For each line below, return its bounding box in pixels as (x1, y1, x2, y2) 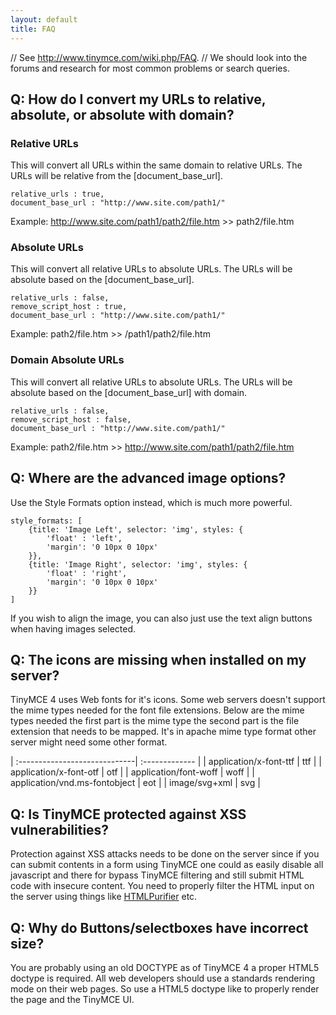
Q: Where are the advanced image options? (10, 470, 287, 487)
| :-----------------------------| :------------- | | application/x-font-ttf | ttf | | (10, 756, 322, 768)
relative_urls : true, (10, 189, 105, 200)
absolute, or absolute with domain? (10, 106, 235, 123)
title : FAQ (10, 24, 56, 34)
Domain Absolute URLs (10, 353, 125, 367)
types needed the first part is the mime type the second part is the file (10, 715, 300, 727)
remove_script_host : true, (10, 302, 128, 312)
